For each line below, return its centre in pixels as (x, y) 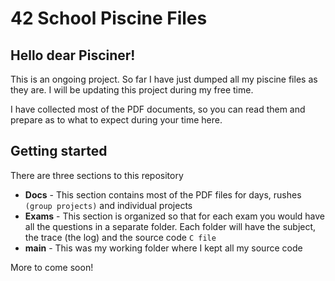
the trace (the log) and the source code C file (120, 237)
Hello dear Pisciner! (73, 55)
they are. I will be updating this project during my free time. (132, 90)
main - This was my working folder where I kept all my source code (163, 248)
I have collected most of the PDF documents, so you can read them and (158, 109)
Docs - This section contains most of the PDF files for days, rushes (163, 194)
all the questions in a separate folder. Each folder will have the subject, (170, 226)
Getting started (59, 151)
